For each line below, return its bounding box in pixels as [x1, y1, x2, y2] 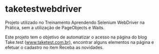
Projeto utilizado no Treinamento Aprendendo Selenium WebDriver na [5, 19, 145, 25]
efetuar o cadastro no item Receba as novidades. [5, 44, 104, 50]
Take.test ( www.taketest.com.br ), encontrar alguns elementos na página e [5, 39, 154, 45]
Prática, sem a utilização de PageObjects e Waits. [5, 24, 105, 30]
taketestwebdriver [5, 3, 82, 15]
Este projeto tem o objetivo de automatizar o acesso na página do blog [5, 34, 147, 40]
